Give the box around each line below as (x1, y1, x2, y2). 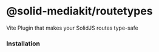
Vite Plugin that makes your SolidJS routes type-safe (6, 24, 138, 31)
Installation (6, 39, 41, 48)
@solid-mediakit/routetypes (6, 4, 153, 18)
